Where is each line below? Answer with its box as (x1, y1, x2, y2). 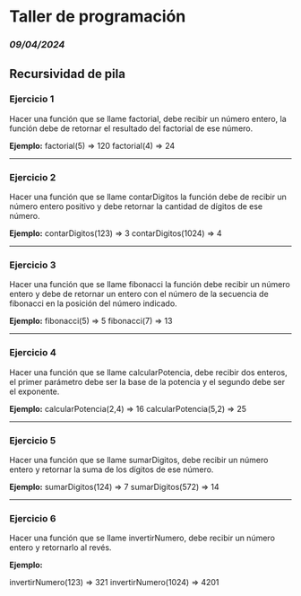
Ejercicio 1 (9, 92, 55, 105)
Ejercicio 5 (9, 434, 56, 446)
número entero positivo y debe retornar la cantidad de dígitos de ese (9, 201, 263, 212)
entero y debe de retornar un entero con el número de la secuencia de (9, 289, 269, 300)
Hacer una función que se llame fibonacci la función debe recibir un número (9, 279, 291, 290)
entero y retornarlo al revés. (9, 542, 112, 553)
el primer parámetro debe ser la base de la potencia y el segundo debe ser (9, 376, 285, 387)
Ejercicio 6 (9, 512, 56, 524)
